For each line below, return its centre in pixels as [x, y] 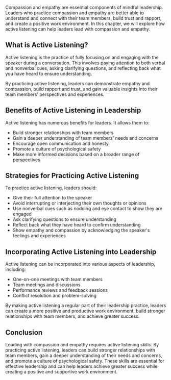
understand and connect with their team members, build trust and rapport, [83, 18]
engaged [22, 214]
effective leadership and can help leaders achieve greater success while [81, 366]
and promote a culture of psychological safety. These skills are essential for [85, 361]
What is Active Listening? [47, 45]
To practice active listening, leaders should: [51, 188]
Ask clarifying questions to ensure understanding [64, 219]
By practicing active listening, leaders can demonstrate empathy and [78, 83]
